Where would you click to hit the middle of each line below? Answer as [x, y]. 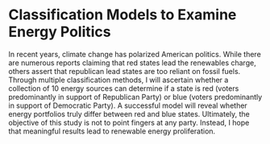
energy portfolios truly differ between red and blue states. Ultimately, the [129, 113]
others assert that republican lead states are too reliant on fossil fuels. [125, 71]
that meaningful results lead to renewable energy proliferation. [112, 131]
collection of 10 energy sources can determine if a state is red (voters [124, 88]
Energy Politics [60, 32]
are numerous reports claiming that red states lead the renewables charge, [132, 63]
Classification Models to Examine [123, 15]
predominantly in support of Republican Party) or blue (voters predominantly [135, 97]
